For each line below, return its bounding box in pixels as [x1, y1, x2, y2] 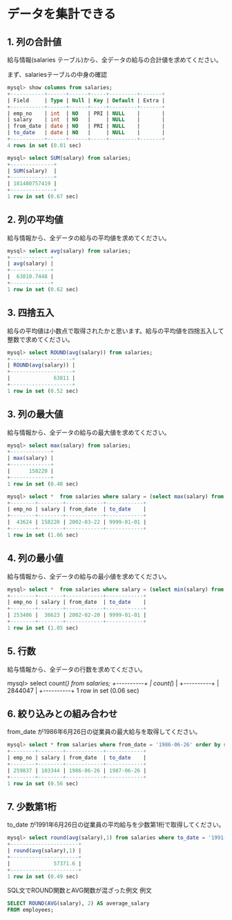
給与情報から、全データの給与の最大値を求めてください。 [7, 428, 171, 436]
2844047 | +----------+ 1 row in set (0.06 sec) [7, 686, 139, 694]
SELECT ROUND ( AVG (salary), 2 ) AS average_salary [7, 900, 150, 907]
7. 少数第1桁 [7, 800, 57, 813]
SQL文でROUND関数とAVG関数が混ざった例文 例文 [7, 886, 152, 894]
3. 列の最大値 [7, 409, 64, 421]
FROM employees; [7, 907, 54, 914]
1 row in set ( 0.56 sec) [7, 780, 79, 787]
